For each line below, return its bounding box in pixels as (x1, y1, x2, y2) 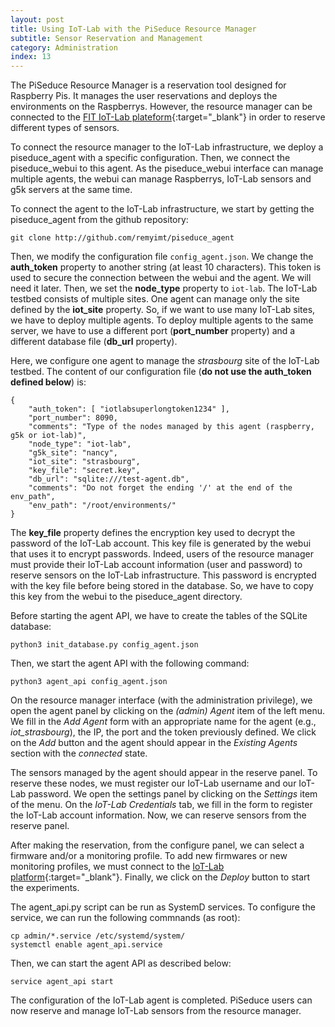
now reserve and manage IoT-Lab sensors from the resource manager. (10, 1005, 302, 1017)
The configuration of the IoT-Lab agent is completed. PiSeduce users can (10, 994, 313, 1006)
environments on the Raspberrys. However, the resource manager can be (10, 101, 313, 113)
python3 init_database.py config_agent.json (10, 640, 199, 650)
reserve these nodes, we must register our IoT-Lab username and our (10, 777, 297, 790)
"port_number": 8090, (28, 413, 118, 423)
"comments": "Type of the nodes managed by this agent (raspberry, (28, 422, 315, 432)
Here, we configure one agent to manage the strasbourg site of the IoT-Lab (10, 355, 320, 367)
